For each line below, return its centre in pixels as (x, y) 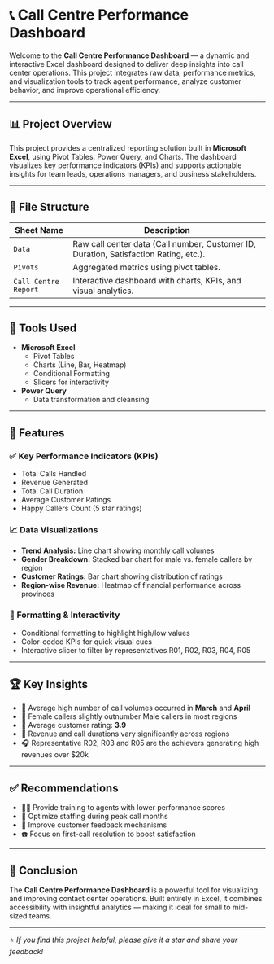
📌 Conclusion (43, 870)
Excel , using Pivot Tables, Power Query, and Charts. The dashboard (123, 156)
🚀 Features (37, 433)
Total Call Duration (52, 491)
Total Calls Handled (54, 474)
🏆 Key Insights (49, 684)
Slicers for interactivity (71, 382)
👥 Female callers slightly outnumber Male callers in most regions (129, 716)
